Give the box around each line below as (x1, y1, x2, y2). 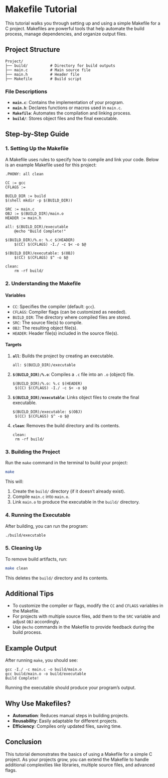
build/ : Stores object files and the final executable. (12, 116, 118, 122)
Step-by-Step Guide (5, 130, 69, 139)
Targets (5, 342, 22, 348)
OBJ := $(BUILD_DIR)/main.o (5, 211, 64, 216)
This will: (5, 478, 24, 484)
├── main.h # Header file (5, 72, 80, 77)
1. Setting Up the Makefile (5, 145, 69, 152)
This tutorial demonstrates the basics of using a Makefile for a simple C (5, 751, 152, 757)
